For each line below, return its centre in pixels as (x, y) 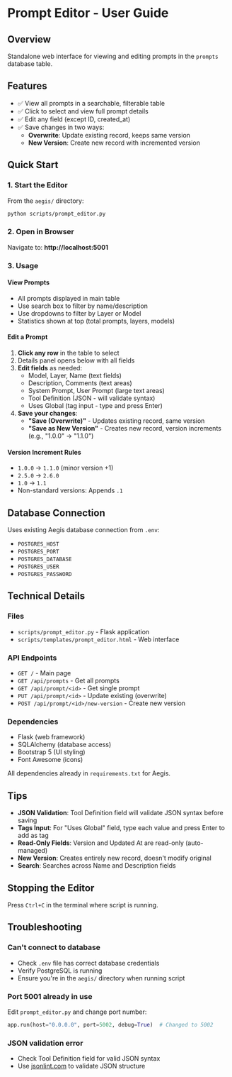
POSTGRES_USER (38, 567)
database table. (30, 64)
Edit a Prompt (28, 337)
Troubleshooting (45, 927)
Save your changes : (47, 413)
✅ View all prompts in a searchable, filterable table (91, 103)
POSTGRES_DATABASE (45, 559)
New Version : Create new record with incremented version (114, 143)
